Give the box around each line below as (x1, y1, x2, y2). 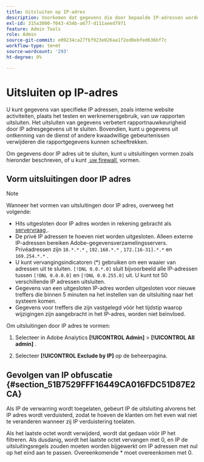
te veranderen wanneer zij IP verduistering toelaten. (6, 418, 136, 426)
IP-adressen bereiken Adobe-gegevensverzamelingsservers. (15, 240, 168, 247)
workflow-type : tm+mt (6, 43, 61, 49)
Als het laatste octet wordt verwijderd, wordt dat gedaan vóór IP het (6, 430, 176, 437)
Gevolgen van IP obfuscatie (6, 370, 113, 380)
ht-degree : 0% (6, 54, 42, 60)
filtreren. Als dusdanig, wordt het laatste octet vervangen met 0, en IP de (6, 436, 188, 444)
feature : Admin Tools (6, 26, 61, 32)
